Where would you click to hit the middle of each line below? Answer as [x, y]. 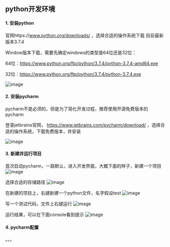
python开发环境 [30, 9]
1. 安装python [20, 23]
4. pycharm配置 [22, 227]
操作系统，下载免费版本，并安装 [47, 131]
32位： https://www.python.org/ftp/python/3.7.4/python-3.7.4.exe [73, 74]
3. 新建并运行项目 [24, 153]
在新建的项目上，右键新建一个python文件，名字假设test [63, 193]
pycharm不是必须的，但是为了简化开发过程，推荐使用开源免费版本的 [77, 109]
